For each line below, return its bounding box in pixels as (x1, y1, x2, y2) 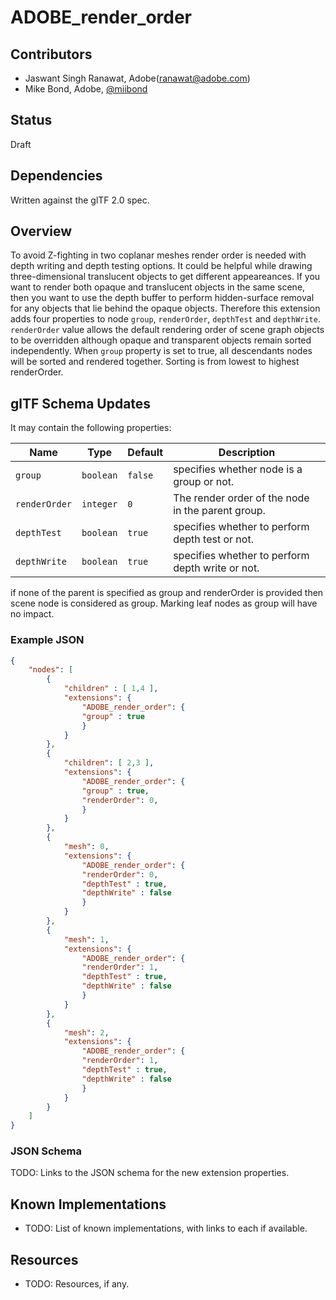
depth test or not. (173, 532, 254, 546)
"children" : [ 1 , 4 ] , (63, 684, 159, 694)
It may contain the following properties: (10, 422, 172, 434)
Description (218, 446, 276, 460)
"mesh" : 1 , (63, 934, 110, 945)
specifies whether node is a (173, 462, 303, 476)
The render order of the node (173, 491, 310, 505)
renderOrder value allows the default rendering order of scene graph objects (10, 324, 325, 336)
